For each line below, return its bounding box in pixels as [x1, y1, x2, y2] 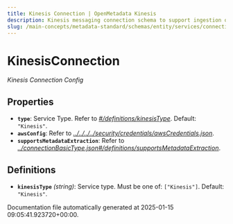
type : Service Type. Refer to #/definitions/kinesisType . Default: [17, 114, 196, 123]
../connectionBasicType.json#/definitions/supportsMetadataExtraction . [17, 144, 221, 153]
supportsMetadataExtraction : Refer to [17, 137, 125, 145]
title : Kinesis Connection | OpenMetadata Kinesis [7, 10, 157, 17]
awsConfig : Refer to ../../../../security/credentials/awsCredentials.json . [17, 129, 215, 137]
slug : [7, 23, 23, 30]
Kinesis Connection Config [7, 76, 84, 84]
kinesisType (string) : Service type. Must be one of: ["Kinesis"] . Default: [17, 182, 224, 191]
